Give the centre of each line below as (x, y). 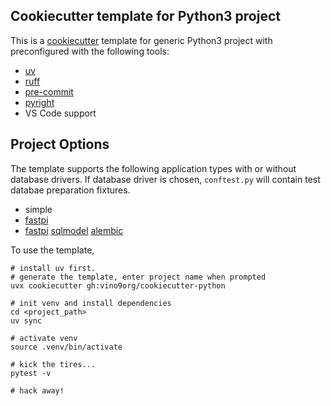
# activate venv (44, 338)
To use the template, (52, 250)
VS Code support (60, 113)
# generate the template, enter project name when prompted (138, 277)
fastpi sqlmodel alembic (74, 230)
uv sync (26, 320)
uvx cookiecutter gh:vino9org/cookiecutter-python (118, 285)
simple (38, 209)
